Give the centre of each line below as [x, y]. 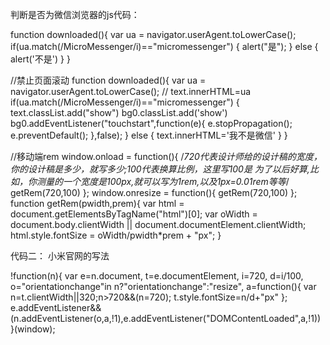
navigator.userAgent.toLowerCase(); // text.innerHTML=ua [131, 91]
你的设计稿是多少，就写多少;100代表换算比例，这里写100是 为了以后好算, [160, 169]
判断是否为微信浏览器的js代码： [75, 14]
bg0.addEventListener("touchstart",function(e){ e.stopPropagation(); [151, 123]
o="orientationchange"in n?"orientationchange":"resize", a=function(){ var [163, 286]
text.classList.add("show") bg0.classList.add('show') [119, 112]
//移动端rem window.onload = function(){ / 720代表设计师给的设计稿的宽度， [166, 156]
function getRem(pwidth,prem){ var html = [97, 203]
